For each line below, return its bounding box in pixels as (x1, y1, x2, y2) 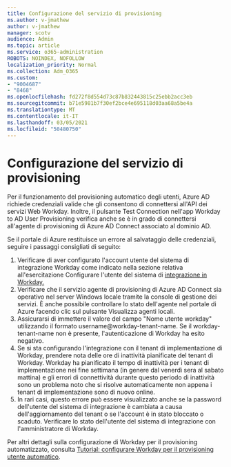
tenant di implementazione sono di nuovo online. (17, 388, 155, 397)
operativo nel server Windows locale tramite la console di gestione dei (17, 292, 217, 301)
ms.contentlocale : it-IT (7, 112, 79, 119)
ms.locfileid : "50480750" (7, 126, 81, 132)
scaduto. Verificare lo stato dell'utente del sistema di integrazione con (17, 417, 216, 426)
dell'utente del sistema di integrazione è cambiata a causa (17, 403, 183, 411)
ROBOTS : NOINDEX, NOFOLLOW (7, 55, 85, 62)
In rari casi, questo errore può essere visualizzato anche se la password (17, 395, 222, 404)
